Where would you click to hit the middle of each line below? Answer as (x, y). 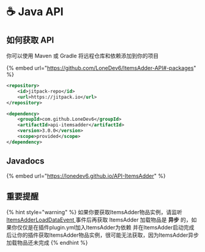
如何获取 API (30, 40)
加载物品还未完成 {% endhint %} (47, 243)
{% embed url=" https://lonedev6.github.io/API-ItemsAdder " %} (86, 176)
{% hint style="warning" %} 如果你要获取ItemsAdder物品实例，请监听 (94, 212)
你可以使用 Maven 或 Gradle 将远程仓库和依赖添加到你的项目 (83, 56)
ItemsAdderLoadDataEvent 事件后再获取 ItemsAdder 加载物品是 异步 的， (99, 220)
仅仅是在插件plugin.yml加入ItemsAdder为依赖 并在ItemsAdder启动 (100, 228)
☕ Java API (35, 12)
